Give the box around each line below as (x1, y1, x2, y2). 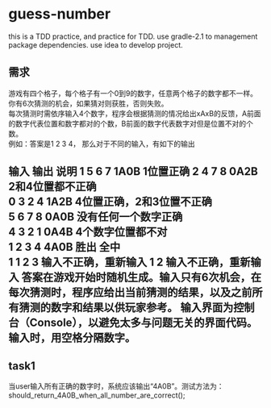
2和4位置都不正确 (8, 180, 97, 194)
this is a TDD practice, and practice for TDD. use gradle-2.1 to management (8, 31, 258, 41)
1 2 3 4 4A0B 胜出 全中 (8, 240, 121, 254)
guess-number (8, 5, 111, 23)
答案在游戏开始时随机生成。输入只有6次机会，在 (21, 271, 262, 285)
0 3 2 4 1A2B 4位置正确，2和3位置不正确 (8, 195, 212, 209)
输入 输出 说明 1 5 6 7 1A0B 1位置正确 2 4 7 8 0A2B (8, 164, 258, 178)
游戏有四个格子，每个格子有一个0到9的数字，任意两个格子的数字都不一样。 (8, 88, 258, 98)
